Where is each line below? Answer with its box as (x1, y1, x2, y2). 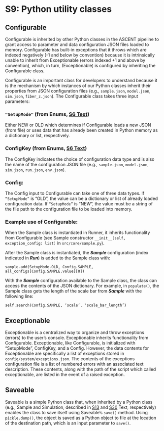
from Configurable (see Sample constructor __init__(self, (5, 235, 126, 241)
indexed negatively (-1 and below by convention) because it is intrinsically (5, 52, 155, 58)
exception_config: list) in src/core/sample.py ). (5, 240, 105, 246)
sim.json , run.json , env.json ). (5, 167, 66, 173)
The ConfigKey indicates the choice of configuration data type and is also (5, 156, 155, 162)
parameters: (5, 98, 30, 104)
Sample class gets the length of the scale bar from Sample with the (5, 288, 142, 294)
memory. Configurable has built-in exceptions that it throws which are (5, 47, 147, 52)
